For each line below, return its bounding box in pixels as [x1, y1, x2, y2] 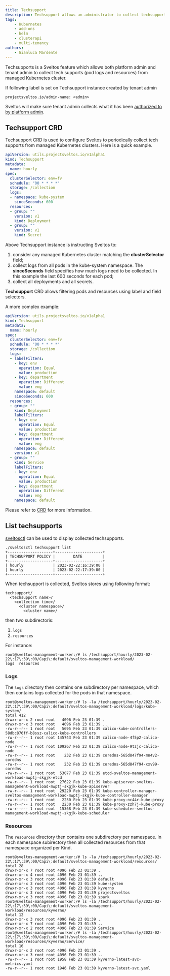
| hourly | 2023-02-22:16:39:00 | [5, 563, 105, 568]
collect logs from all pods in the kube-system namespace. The [12, 262, 143, 268]
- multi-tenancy [14, 41, 49, 46]
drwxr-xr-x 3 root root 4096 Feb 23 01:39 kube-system [5, 881, 123, 887]
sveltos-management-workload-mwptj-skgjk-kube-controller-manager [5, 793, 148, 798]
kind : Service [14, 460, 44, 465]
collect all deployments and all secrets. [12, 279, 94, 285]
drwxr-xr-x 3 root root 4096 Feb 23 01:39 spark [5, 895, 110, 900]
